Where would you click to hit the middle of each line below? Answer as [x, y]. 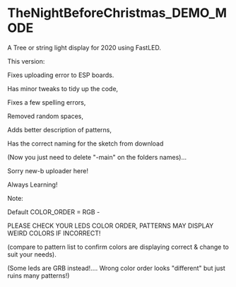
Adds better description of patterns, [59, 129]
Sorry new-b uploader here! [48, 170]
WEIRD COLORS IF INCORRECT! [54, 233]
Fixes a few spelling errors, [47, 102]
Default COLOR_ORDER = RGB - [54, 212]
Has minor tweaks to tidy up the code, [63, 88]
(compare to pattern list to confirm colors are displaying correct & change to [118, 247]
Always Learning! [33, 184]
